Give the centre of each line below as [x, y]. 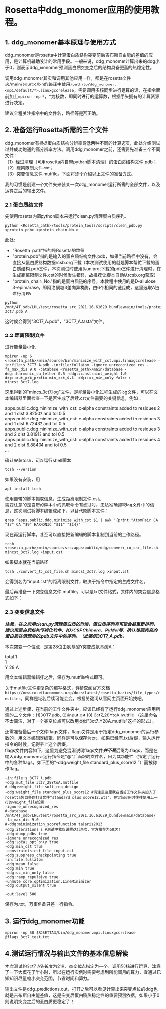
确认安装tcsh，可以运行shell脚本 [38, 461]
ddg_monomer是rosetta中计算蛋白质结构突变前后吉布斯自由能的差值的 [77, 55]
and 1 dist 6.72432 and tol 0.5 [35, 424]
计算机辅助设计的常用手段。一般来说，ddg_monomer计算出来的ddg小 [89, 61]
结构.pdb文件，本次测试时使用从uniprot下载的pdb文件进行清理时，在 [91, 269]
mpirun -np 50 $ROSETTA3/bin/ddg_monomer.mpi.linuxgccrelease [70, 933]
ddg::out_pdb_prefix [26, 378]
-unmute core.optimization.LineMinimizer [48, 881]
